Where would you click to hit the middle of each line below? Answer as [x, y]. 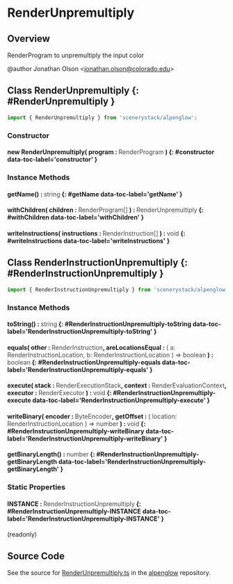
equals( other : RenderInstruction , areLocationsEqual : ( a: [91, 347]
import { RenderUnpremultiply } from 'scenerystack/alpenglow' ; [102, 117]
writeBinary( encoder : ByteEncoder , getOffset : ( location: [92, 416]
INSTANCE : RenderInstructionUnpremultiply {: [74, 504]
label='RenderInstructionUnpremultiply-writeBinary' [85, 438]
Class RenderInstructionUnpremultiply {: [97, 263]
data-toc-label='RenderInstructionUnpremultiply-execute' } [121, 400]
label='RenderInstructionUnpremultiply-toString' [80, 332]
